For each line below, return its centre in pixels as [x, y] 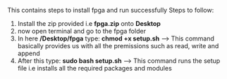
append [29, 53]
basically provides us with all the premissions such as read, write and [118, 46]
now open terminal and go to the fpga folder [82, 31]
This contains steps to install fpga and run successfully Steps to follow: [111, 10]
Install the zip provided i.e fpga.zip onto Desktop [89, 23]
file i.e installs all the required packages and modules [95, 68]
